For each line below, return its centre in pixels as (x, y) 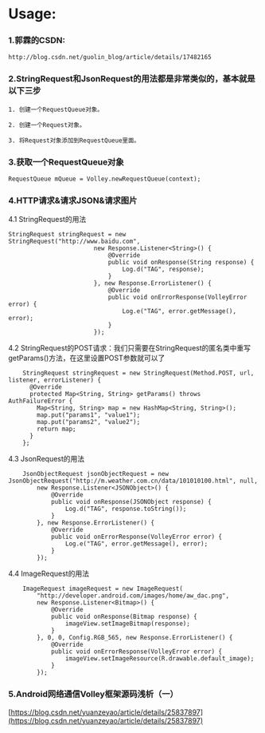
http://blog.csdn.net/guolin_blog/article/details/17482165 (110, 57)
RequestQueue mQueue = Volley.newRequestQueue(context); (105, 179)
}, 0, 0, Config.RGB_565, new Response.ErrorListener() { (135, 638)
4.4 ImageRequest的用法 (49, 574)
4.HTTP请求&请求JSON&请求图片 (73, 200)
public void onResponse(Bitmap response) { (124, 617)
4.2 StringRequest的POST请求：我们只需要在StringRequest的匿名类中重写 (130, 348)
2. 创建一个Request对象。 (47, 125)
